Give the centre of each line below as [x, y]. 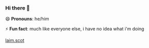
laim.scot [15, 40]
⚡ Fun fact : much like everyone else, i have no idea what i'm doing [75, 29]
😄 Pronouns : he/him [27, 19]
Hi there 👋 [18, 8]
